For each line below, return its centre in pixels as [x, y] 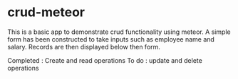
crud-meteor [46, 12]
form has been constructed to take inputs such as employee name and [111, 39]
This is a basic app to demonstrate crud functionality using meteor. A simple [119, 32]
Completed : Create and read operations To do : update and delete [105, 60]
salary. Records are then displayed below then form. [84, 47]
